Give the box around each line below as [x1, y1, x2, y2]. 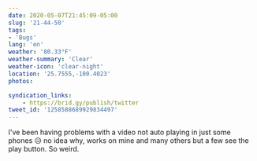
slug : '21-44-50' [8, 19, 65, 27]
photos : [8, 77, 34, 85]
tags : [8, 26, 26, 34]
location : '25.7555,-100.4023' [8, 70, 111, 78]
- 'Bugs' [8, 33, 37, 42]
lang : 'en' [8, 41, 44, 49]
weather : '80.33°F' [8, 48, 73, 56]
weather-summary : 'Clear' [8, 56, 93, 64]
